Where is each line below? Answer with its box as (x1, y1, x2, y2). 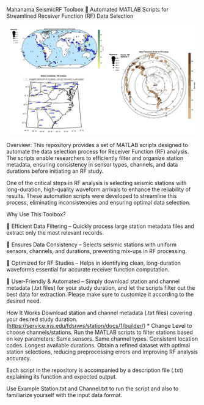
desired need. (6, 297, 42, 305)
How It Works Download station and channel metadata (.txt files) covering (6, 309, 192, 316)
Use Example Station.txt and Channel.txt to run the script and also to (6, 385, 179, 392)
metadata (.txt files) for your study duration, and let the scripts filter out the (6, 284, 195, 291)
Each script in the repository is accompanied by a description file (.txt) (6, 366, 183, 374)
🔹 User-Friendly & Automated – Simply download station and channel (6, 278, 180, 285)
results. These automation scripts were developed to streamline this (6, 192, 177, 199)
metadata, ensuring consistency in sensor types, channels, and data (6, 161, 178, 168)
